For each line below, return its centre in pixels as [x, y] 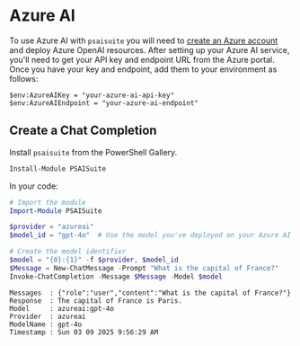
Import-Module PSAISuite [56, 211]
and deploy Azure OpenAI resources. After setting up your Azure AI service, [150, 49]
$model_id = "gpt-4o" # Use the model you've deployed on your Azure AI [150, 235]
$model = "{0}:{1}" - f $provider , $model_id [94, 260]
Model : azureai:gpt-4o [62, 308]
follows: [24, 78]
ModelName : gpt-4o [46, 324]
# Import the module [48, 202]
